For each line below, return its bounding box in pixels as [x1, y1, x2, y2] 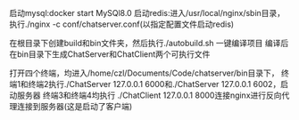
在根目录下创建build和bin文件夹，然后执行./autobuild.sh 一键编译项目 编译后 [9, 38, 289, 48]
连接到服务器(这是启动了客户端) [16, 101, 133, 111]
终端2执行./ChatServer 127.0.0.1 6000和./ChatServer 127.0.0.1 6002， [28, 79, 281, 89]
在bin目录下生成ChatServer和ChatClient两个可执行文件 [9, 49, 211, 60]
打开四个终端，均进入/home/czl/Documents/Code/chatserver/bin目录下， [9, 68, 279, 78]
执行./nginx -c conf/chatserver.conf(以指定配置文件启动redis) [9, 19, 235, 29]
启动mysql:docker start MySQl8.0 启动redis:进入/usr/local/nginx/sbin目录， [9, 8, 286, 18]
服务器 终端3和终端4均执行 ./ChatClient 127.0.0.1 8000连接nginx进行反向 [16, 90, 283, 100]
